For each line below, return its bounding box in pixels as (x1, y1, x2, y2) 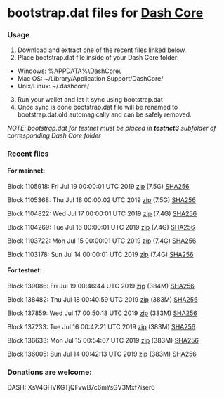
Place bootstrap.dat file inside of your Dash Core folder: (17, 53, 179, 62)
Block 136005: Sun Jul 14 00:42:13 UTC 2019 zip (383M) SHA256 (7, 350, 197, 358)
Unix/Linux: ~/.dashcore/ (17, 82, 90, 91)
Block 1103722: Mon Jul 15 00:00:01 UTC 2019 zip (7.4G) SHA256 (7, 237, 197, 245)
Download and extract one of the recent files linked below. (17, 46, 187, 54)
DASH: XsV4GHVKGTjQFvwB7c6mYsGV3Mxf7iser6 (7, 383, 156, 392)
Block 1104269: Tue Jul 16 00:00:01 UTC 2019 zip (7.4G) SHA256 (7, 223, 195, 231)
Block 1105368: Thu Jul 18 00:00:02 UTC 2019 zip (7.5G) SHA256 (7, 195, 197, 204)
